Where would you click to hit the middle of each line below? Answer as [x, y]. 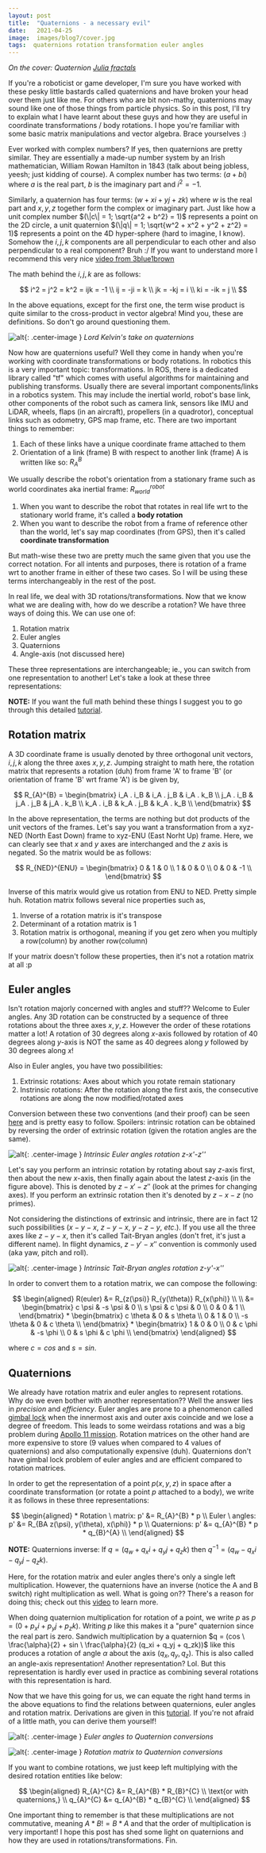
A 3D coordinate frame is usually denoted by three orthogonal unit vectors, [131, 754]
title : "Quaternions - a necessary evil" [79, 23]
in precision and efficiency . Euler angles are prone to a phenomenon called [131, 1409]
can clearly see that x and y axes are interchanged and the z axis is [118, 844]
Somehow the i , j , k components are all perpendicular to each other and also [132, 241]
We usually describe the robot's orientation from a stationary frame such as [132, 479]
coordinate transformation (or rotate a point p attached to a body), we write [131, 1492]
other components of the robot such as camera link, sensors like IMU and [128, 403]
